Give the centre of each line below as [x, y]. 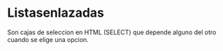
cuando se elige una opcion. [48, 39]
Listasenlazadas [56, 13]
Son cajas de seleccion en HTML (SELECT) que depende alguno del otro [112, 32]
